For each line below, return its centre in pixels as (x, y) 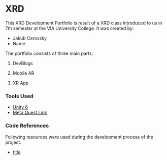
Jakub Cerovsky (30, 38)
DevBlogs (23, 63)
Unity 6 (20, 107)
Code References (27, 126)
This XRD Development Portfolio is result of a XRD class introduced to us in (84, 23)
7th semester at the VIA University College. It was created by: (70, 28)
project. (13, 142)
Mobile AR (23, 73)
